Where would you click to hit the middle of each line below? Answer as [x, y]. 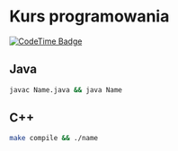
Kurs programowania [89, 17]
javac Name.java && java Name [66, 90]
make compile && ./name [54, 138]
